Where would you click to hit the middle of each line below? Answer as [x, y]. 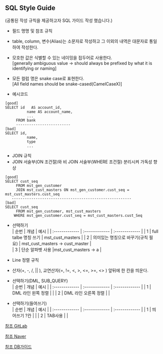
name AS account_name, [50, 112]
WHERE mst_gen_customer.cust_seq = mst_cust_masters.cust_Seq [78, 215]
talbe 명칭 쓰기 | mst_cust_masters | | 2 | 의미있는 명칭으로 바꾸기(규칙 [80, 237]
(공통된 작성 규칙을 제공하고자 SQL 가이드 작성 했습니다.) [59, 20]
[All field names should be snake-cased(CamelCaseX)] [67, 84]
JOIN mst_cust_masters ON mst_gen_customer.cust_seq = [73, 190]
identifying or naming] [34, 68]
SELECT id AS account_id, [34, 107]
